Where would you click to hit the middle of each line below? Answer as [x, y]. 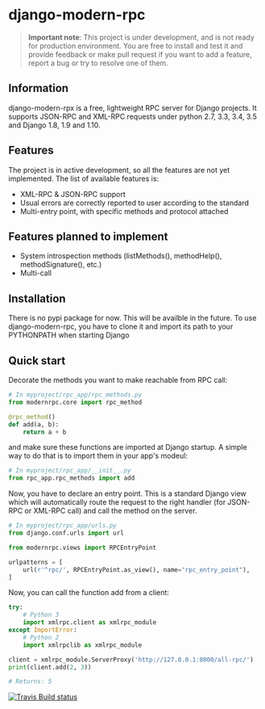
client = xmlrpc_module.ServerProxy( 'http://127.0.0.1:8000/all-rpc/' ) [131, 660]
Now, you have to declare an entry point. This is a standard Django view [128, 493]
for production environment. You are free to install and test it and [135, 45]
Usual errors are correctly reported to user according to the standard [135, 203]
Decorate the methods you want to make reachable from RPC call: [118, 380]
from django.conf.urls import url [66, 533]
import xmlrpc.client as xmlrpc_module [90, 623]
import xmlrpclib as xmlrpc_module [83, 645]
